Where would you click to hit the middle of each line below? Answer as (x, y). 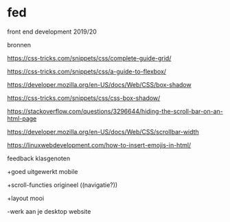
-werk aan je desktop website (49, 211)
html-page (22, 119)
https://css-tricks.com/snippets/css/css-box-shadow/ (84, 98)
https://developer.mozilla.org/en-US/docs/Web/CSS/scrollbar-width (103, 132)
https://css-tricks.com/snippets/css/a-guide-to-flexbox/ (87, 71)
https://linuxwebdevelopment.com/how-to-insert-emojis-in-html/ (99, 145)
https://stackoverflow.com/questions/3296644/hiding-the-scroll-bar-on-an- (115, 111)
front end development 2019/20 (52, 32)
